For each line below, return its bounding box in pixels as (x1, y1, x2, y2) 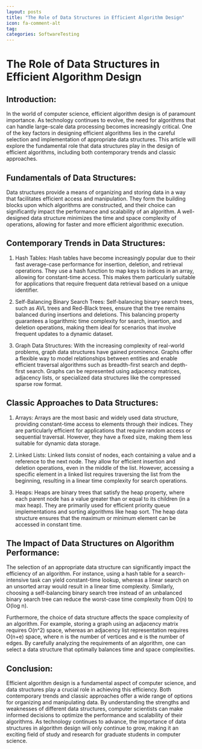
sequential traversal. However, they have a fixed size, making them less (14, 433, 193, 440)
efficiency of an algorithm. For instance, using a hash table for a (6, 570, 165, 577)
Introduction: (6, 94, 57, 104)
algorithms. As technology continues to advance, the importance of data (6, 718, 186, 725)
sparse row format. (14, 380, 63, 387)
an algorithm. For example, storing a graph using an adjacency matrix (6, 620, 179, 628)
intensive (6, 576, 29, 583)
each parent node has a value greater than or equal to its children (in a (14, 495, 190, 502)
